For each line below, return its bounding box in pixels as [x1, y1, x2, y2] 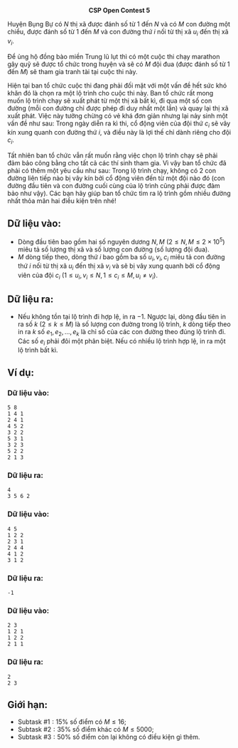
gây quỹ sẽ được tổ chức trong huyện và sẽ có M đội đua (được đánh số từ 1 [7, 60, 230, 68]
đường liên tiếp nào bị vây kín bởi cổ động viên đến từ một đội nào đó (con [7, 174, 225, 182]
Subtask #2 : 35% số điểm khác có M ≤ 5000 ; [17, 725, 154, 734]
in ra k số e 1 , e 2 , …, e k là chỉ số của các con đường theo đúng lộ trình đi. [17, 327, 226, 338]
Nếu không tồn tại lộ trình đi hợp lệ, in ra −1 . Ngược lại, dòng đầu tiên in [17, 312, 226, 321]
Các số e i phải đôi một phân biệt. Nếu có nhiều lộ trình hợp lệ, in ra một [17, 336, 226, 347]
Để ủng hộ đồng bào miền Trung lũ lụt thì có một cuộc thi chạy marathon [7, 52, 220, 61]
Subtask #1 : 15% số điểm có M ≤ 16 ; [17, 717, 126, 726]
